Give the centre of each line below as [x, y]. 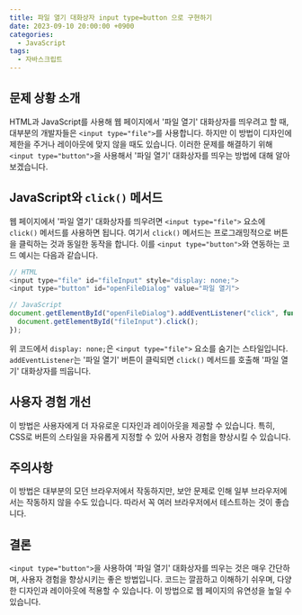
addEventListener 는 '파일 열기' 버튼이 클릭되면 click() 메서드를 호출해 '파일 [144, 359]
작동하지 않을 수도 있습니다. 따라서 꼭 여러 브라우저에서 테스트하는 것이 [149, 502]
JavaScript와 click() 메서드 [86, 198]
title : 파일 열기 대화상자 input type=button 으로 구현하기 [111, 18]
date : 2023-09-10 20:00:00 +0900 [72, 26]
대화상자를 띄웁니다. [56, 371]
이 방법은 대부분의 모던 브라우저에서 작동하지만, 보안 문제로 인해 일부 [129, 491]
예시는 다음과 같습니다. [58, 255]
